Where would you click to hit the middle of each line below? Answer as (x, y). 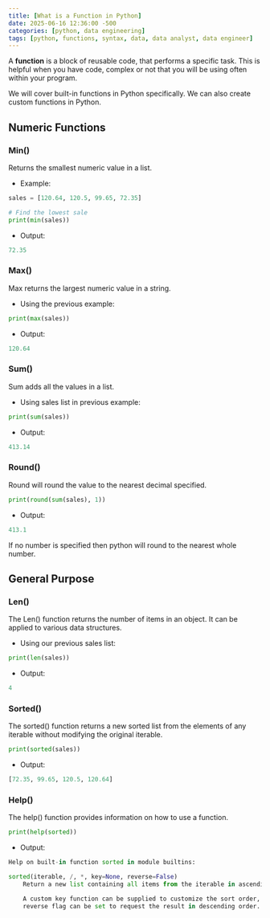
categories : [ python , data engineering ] (77, 31)
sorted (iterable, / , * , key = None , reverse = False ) (93, 877)
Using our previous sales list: (68, 643)
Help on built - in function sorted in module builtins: (102, 863)
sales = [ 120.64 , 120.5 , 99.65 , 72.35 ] (75, 198)
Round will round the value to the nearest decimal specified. (108, 485)
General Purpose (51, 579)
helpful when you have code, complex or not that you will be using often (128, 70)
